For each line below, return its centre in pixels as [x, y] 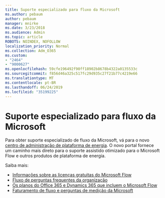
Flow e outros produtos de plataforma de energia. [55, 156]
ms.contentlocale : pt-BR [31, 83]
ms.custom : [16, 55]
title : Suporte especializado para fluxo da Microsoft [63, 10]
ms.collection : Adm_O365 [31, 51]
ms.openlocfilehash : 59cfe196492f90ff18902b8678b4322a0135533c [71, 69]
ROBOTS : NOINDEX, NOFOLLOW [33, 42]
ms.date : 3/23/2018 [25, 28]
